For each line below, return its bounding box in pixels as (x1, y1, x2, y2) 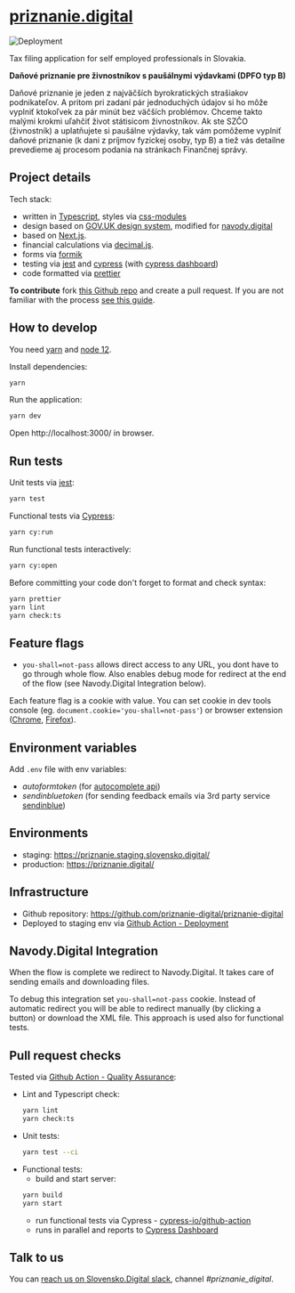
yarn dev (9, 411, 42, 420)
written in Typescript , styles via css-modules (21, 211, 187, 222)
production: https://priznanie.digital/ (21, 858, 155, 869)
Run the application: (9, 394, 83, 405)
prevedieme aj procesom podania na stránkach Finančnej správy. (9, 144, 249, 155)
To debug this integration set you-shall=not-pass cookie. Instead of (9, 994, 256, 1004)
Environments (9, 825, 89, 841)
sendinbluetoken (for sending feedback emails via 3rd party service (21, 791, 271, 801)
